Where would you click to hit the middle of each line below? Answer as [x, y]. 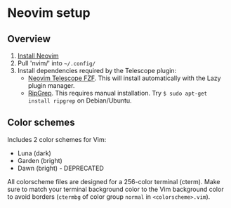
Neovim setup [49, 13]
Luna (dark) [34, 153]
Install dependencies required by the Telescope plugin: [97, 71]
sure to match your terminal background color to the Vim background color [115, 189]
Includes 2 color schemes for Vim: [57, 139]
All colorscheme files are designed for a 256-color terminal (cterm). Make [114, 181]
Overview [29, 39]
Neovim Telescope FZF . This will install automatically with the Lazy [124, 78]
